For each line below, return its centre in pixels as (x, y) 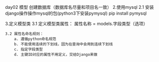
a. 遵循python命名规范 (35, 39)
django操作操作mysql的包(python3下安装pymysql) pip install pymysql (76, 13)
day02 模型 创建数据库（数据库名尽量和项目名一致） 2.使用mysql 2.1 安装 (80, 7)
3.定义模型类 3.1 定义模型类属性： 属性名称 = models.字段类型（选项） (77, 24)
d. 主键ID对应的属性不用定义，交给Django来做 (56, 55)
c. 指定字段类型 (28, 49)
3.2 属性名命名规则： (24, 34)
